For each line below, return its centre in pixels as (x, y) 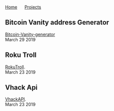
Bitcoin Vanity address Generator (57, 22)
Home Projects (23, 7)
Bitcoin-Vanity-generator (30, 34)
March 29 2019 (20, 39)
